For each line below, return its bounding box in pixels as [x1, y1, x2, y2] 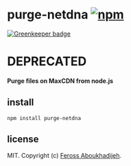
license [7, 133, 39, 145]
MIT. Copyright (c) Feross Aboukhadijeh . [7, 152, 122, 160]
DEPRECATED [7, 54, 87, 69]
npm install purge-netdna [7, 115, 81, 121]
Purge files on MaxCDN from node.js [7, 76, 114, 85]
